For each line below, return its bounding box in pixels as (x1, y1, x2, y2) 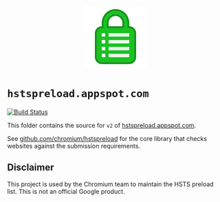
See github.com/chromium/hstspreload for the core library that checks (7, 134, 208, 142)
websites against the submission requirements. (7, 142, 141, 150)
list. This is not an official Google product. (7, 187, 125, 195)
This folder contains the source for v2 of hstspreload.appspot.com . (7, 121, 197, 129)
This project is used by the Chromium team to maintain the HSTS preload (7, 180, 214, 188)
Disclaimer (7, 161, 54, 173)
